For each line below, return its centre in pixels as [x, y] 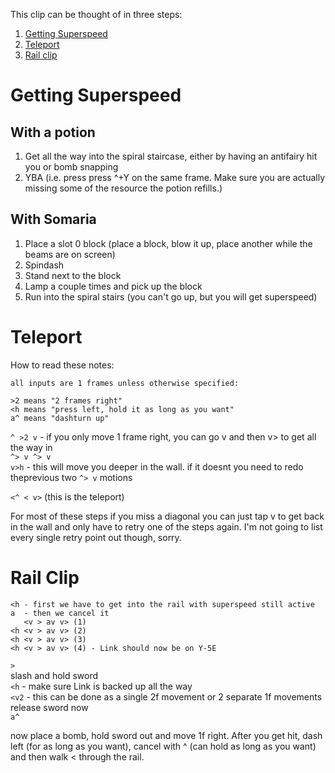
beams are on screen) [70, 254]
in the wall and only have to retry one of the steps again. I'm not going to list [166, 526]
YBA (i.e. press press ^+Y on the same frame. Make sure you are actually [175, 177]
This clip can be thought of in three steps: [96, 14]
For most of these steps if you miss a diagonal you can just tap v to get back [167, 516]
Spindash [44, 265]
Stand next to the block [73, 275]
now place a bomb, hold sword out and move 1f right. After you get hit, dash [166, 735]
